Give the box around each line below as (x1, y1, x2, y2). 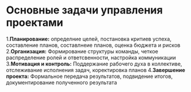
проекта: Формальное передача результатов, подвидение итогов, (6, 73, 173, 80)
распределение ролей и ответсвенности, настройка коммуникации (6, 54, 176, 61)
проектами (6, 16, 63, 29)
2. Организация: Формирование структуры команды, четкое (6, 47, 158, 54)
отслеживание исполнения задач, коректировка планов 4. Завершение (6, 66, 186, 73)
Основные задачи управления (6, 4, 163, 17)
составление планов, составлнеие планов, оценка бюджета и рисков (6, 42, 180, 49)
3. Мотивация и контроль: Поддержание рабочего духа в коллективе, (6, 60, 183, 67)
